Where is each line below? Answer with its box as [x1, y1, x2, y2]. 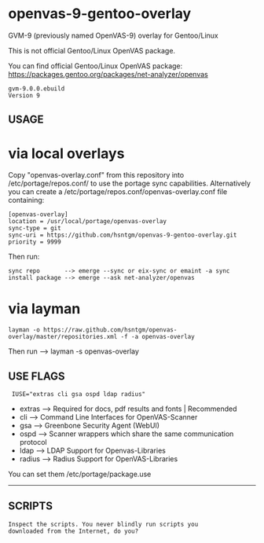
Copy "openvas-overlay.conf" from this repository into [8, 171, 185, 180]
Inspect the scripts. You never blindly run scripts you [8, 520, 199, 528]
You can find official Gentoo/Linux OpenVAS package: [8, 61, 183, 71]
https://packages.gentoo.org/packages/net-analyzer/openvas [8, 69, 208, 79]
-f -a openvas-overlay [120, 333, 195, 341]
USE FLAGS [8, 369, 65, 383]
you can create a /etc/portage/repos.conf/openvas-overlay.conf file [8, 187, 228, 196]
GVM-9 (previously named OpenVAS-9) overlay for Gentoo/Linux [8, 31, 218, 40]
